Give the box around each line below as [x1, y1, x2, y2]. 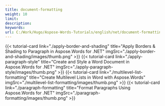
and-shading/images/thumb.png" [5, 54, 73, 59]
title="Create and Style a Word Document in [41, 59, 130, 64]
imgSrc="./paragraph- [55, 90, 101, 96]
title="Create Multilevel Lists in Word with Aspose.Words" [29, 74, 146, 80]
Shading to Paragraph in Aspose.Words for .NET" [5, 48, 105, 54]
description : [5, 21, 32, 26]
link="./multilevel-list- [99, 69, 143, 75]
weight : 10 [5, 12, 27, 17]
